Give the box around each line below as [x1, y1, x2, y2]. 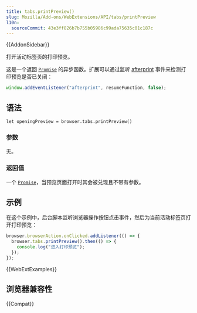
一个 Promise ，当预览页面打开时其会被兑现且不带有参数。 [6, 178, 145, 185]
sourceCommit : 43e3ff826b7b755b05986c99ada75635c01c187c [11, 25, 154, 31]
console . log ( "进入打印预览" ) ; [16, 244, 85, 250]
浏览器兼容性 [6, 284, 53, 294]
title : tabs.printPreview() [6, 8, 75, 15]
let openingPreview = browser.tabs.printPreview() [6, 118, 133, 124]
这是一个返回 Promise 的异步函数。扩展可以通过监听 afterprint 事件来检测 [6, 66, 181, 73]
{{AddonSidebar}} [6, 41, 50, 48]
